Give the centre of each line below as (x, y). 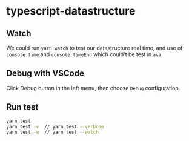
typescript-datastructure (71, 11)
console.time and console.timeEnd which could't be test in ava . (85, 54)
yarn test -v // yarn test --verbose (55, 126)
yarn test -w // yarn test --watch (52, 132)
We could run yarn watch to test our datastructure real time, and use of (94, 48)
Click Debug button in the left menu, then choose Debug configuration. (93, 88)
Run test (22, 107)
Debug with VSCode (45, 74)
